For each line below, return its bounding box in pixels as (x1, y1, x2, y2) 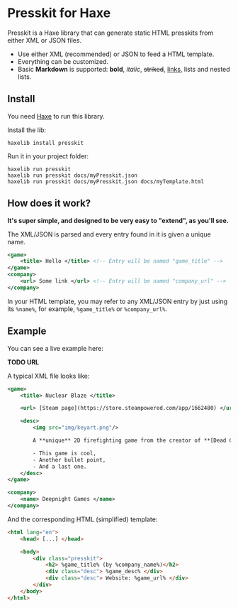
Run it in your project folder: (7, 151, 89, 161)
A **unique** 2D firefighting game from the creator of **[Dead (33, 437, 227, 444)
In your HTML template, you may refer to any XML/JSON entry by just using (7, 297, 228, 305)
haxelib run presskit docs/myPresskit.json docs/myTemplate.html (7, 178, 204, 185)
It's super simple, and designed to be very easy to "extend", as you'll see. (7, 216, 229, 224)
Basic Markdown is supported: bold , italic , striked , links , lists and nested (17, 65, 230, 73)
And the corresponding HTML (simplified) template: (7, 515, 158, 523)
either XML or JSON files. (7, 36, 82, 44)
